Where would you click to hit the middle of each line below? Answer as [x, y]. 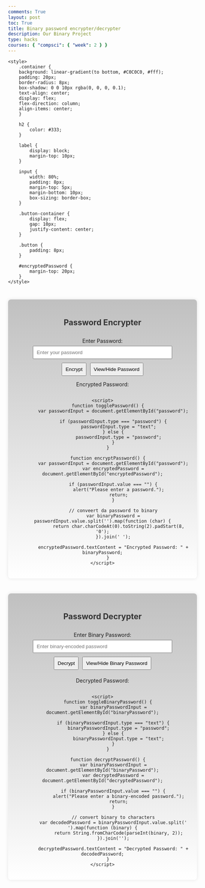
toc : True [20, 23]
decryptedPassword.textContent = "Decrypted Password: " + [113, 848]
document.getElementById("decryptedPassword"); [103, 780]
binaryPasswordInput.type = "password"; [118, 728]
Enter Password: [103, 341]
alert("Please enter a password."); [119, 490]
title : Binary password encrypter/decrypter [64, 28]
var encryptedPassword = [113, 469]
